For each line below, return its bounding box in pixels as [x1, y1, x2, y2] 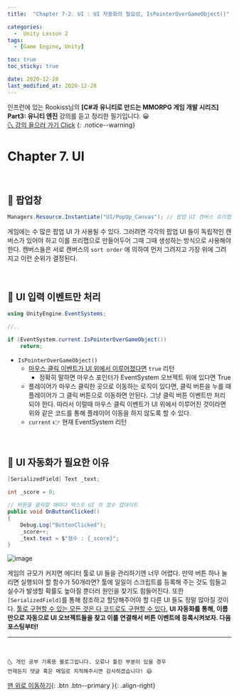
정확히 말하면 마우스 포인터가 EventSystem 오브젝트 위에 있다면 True [38, 372, 231, 382]
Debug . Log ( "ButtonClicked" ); [20, 522, 107, 529]
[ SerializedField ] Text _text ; [7, 476, 100, 483]
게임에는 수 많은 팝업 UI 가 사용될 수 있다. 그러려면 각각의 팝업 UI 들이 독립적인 [7, 228, 224, 236]
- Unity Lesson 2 [14, 30, 69, 37]
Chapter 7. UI [7, 148, 85, 164]
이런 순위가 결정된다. [20, 254, 78, 263]
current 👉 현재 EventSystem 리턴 [28, 417, 127, 426]
